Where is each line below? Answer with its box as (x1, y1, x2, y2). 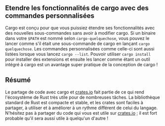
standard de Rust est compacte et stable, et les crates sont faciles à (5, 99, 143, 105)
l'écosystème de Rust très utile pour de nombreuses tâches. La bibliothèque (5, 94, 161, 100)
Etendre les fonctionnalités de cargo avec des (5, 4, 149, 12)
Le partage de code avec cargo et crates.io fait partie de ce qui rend (5, 89, 144, 95)
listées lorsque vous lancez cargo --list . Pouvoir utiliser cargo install (5, 51, 151, 57)
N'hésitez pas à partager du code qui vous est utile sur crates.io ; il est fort (5, 110, 157, 116)
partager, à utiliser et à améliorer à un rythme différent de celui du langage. (5, 105, 158, 111)
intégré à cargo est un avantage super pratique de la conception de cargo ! (5, 61, 158, 67)
